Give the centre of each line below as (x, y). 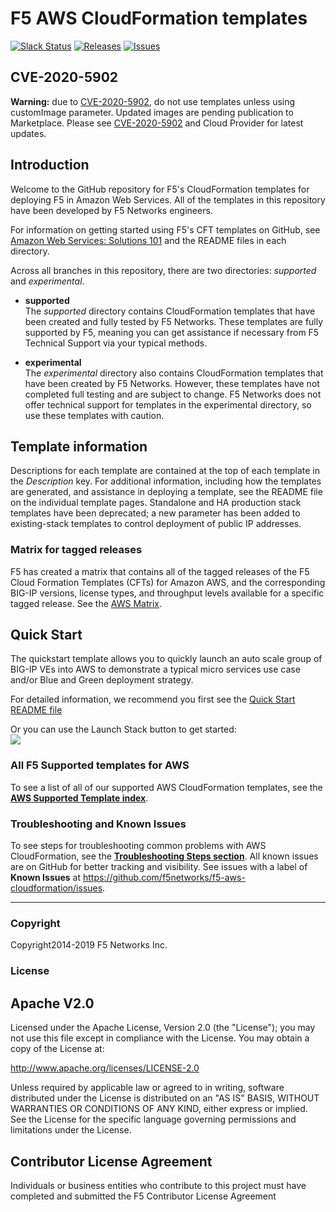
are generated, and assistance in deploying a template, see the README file (166, 492)
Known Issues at (46, 878)
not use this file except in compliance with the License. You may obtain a (160, 1038)
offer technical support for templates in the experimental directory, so (168, 404)
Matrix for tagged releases (76, 550)
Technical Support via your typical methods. (116, 343)
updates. (28, 133)
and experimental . (47, 281)
